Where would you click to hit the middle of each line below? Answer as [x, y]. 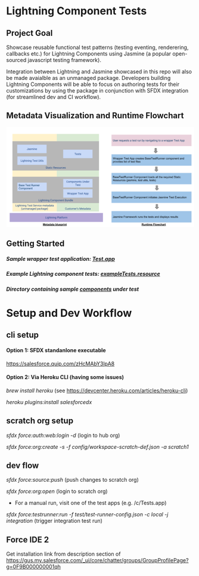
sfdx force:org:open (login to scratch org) [57, 491]
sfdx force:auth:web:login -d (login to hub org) [63, 435]
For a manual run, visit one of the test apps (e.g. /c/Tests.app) [91, 503]
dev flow [23, 465]
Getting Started [35, 244]
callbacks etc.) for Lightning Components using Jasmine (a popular [89, 54]
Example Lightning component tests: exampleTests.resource [83, 274]
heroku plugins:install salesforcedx [49, 402]
